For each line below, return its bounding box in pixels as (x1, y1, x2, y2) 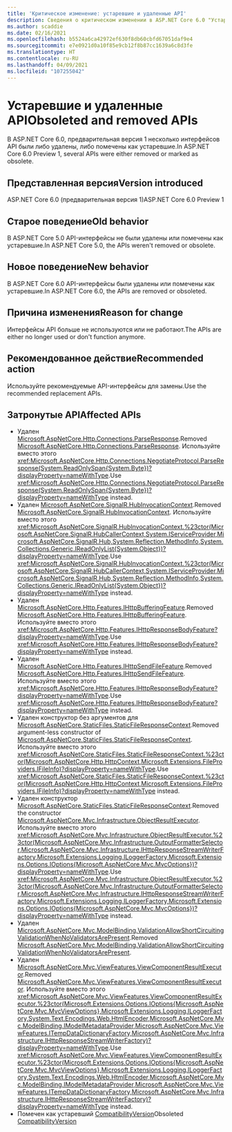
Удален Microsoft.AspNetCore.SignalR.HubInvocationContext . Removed (17, 501, 222, 509)
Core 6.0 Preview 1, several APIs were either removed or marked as (7, 150, 199, 158)
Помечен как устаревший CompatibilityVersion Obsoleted (17, 1110, 184, 1118)
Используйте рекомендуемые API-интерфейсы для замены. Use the (7, 381, 207, 390)
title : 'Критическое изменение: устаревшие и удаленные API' (7, 10, 187, 17)
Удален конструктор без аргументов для (17, 713, 139, 722)
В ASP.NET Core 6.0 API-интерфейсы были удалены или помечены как (7, 279, 215, 287)
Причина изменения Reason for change (7, 307, 184, 318)
